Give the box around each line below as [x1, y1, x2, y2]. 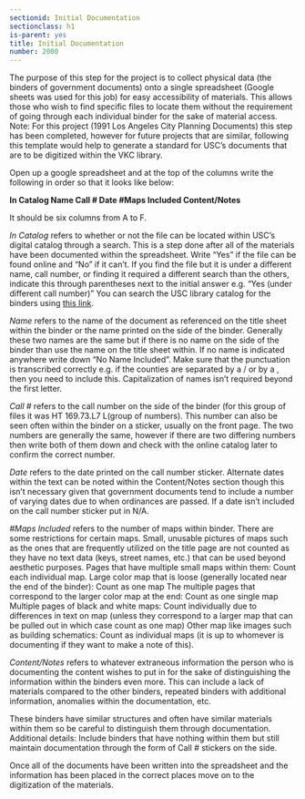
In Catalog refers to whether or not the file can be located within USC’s [9, 230, 276, 241]
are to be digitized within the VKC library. [9, 149, 163, 160]
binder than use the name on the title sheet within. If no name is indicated [9, 344, 285, 355]
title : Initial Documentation [9, 38, 125, 48]
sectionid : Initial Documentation [9, 13, 141, 23]
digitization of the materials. [9, 780, 114, 791]
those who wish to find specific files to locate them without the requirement [9, 101, 293, 112]
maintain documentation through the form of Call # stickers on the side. [9, 743, 278, 753]
